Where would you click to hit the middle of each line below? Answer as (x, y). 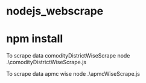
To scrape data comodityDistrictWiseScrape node (68, 56)
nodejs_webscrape (55, 11)
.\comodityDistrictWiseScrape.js (46, 62)
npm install (35, 39)
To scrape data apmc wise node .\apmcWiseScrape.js (73, 74)
